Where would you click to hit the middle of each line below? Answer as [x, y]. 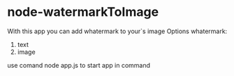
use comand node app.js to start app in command [79, 65]
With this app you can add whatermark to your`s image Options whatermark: [117, 31]
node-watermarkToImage [83, 12]
